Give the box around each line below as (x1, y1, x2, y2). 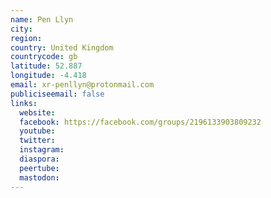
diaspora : (19, 154, 60, 164)
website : (19, 107, 56, 118)
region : (10, 33, 43, 43)
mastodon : (19, 172, 60, 183)
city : (10, 24, 33, 34)
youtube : (19, 126, 56, 136)
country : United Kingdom (10, 42, 114, 53)
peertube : (19, 163, 60, 173)
